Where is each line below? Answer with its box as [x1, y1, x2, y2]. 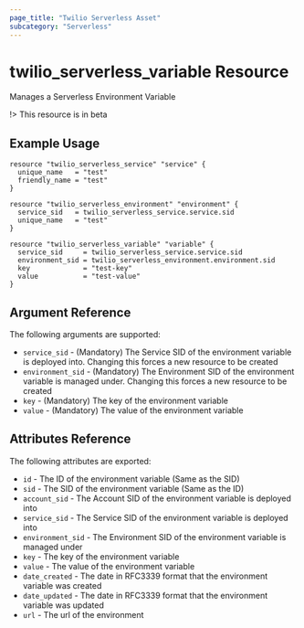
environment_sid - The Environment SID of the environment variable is [22, 531, 287, 542]
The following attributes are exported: [9, 455, 152, 466]
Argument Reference [9, 304, 131, 320]
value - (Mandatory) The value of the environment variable [22, 405, 244, 416]
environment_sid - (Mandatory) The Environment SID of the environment [22, 367, 295, 378]
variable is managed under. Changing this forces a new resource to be [22, 376, 288, 387]
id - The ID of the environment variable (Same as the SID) [22, 473, 240, 484]
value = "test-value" [17, 271, 142, 282]
